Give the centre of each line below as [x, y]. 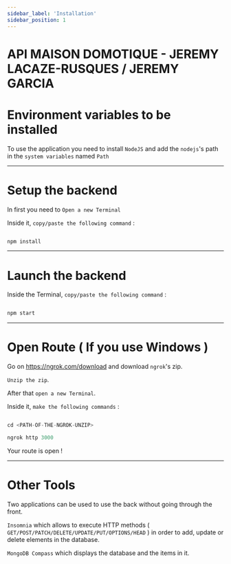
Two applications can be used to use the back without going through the [110, 504]
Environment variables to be [89, 115]
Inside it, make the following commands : [63, 407]
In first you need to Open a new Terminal [64, 209]
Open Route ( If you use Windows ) [108, 347]
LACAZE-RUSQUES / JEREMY [93, 69]
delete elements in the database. [53, 539]
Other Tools [41, 485]
